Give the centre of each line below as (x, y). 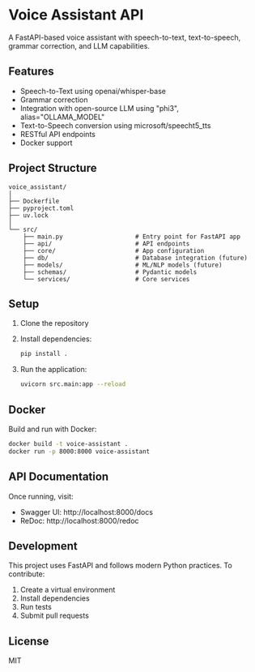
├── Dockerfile (34, 201)
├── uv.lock (28, 215)
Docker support (46, 143)
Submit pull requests (54, 616)
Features (31, 72)
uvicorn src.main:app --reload (73, 384)
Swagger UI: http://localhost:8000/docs (87, 511)
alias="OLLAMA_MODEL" (62, 117)
